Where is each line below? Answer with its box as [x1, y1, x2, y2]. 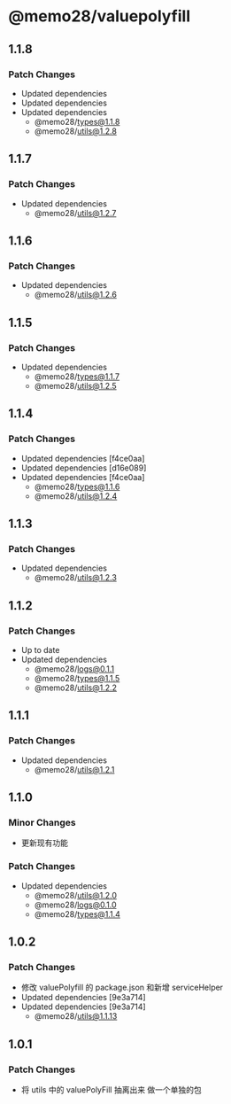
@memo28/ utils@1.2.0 [34, 890, 117, 900]
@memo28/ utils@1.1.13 [34, 1011, 118, 1022]
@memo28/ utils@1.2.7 [34, 207, 117, 218]
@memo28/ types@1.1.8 [34, 116, 120, 127]
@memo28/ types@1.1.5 [34, 673, 120, 683]
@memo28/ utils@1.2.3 [34, 572, 117, 583]
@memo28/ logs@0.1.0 [34, 899, 117, 910]
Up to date [20, 645, 60, 655]
